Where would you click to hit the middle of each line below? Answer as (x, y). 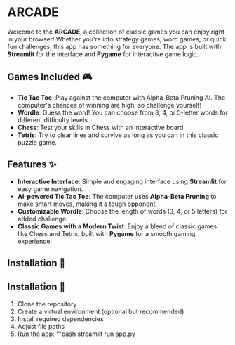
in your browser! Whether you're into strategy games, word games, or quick (117, 39)
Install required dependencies (60, 319)
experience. (35, 241)
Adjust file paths (41, 326)
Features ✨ (32, 165)
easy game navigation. (50, 189)
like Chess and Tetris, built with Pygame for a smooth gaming (106, 233)
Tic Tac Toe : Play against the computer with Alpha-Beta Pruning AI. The (121, 97)
